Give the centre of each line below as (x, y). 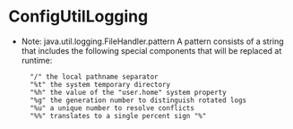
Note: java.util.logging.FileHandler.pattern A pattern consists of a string (152, 41)
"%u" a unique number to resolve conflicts (112, 108)
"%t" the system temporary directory (100, 84)
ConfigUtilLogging (78, 17)
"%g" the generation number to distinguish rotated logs (138, 100)
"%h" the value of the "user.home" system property (128, 92)
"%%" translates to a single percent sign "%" (118, 116)
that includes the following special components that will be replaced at (151, 50)
